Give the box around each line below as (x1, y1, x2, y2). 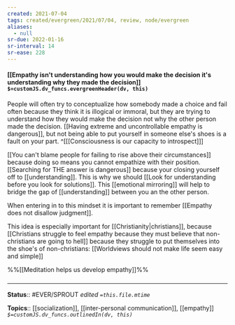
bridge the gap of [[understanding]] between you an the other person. (7, 188, 210, 196)
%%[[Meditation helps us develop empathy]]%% (7, 266, 149, 274)
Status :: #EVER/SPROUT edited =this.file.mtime (7, 291, 150, 299)
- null (13, 29, 33, 37)
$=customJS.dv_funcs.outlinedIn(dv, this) (7, 312, 133, 319)
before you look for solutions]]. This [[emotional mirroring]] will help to (7, 180, 210, 189)
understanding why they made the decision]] (7, 78, 141, 87)
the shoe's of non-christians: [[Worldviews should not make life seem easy (7, 245, 223, 253)
